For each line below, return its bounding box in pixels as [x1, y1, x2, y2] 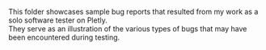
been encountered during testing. [8, 32, 120, 42]
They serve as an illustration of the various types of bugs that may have [8, 24, 247, 33]
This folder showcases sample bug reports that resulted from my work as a [8, 7, 259, 16]
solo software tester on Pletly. [8, 15, 108, 25]
